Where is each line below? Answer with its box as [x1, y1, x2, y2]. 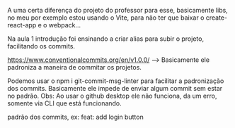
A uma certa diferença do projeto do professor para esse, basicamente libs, [7, 6, 228, 14]
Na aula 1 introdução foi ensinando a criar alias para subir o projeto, [7, 34, 204, 43]
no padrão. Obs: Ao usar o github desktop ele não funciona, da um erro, [7, 91, 217, 100]
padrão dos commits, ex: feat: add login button [7, 113, 144, 121]
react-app [7, 21, 37, 29]
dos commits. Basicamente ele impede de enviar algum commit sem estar [7, 84, 223, 92]
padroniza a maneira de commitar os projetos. [7, 63, 142, 71]
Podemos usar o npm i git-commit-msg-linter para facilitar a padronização [7, 77, 224, 85]
